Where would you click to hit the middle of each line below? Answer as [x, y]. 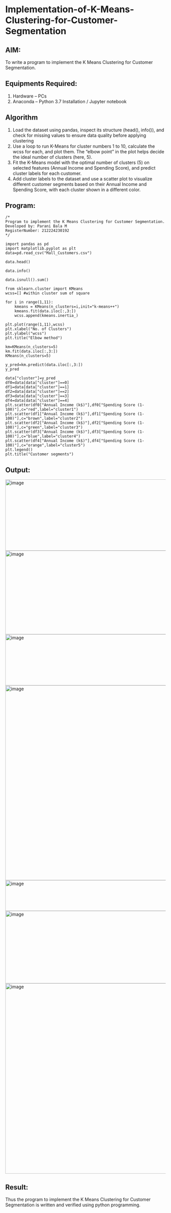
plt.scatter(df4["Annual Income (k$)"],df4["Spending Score [70, 441]
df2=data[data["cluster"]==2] [37, 392]
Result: [17, 1187]
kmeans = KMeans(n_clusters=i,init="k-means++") [67, 307]
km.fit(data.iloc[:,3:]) [32, 352]
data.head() [18, 262]
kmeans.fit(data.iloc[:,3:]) [45, 311]
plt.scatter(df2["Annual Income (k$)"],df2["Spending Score [70, 423]
